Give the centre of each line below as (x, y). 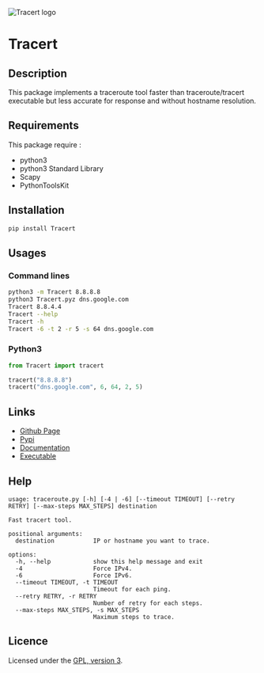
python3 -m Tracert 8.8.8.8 (55, 292)
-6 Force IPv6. (74, 575)
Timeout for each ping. (132, 589)
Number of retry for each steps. (148, 603)
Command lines (39, 276)
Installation (36, 210)
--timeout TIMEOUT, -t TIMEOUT (67, 582)
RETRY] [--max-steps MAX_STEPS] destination (83, 506)
